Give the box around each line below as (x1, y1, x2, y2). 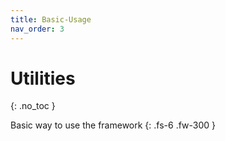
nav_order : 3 (10, 24, 65, 34)
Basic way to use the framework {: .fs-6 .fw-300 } (10, 119, 217, 131)
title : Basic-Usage (10, 14, 92, 25)
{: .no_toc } (10, 100, 56, 112)
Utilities (10, 67, 76, 90)
